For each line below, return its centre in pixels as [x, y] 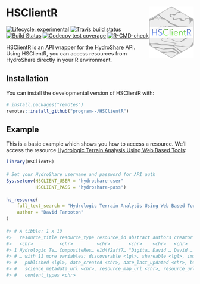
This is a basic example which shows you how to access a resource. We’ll [96, 144]
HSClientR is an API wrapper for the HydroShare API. [71, 47]
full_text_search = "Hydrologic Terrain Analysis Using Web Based [101, 206]
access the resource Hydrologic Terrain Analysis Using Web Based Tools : [96, 150]
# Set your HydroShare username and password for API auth [81, 175]
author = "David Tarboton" [50, 212]
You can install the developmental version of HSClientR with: [80, 93]
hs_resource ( [22, 200]
